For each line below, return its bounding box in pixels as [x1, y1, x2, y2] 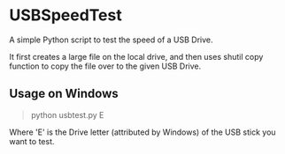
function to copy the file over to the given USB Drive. [9, 61, 202, 71]
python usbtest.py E [30, 109, 104, 120]
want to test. [9, 136, 55, 146]
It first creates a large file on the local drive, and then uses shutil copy [9, 51, 264, 62]
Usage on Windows [9, 86, 119, 101]
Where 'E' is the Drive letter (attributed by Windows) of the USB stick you [9, 127, 276, 137]
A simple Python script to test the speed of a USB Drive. [9, 34, 213, 45]
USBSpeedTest [9, 5, 122, 26]
